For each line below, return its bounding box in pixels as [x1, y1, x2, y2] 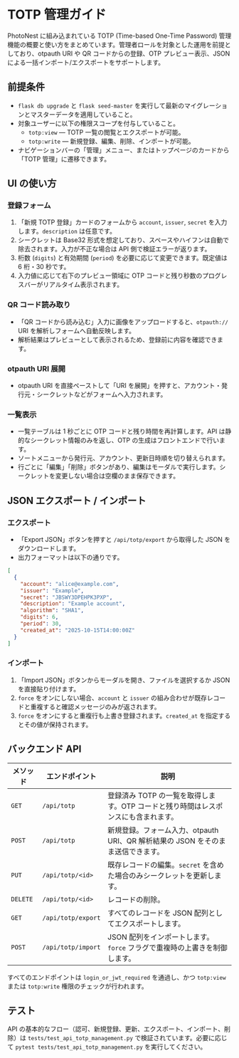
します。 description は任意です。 [17, 227, 116, 236]
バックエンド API [7, 743, 82, 755]
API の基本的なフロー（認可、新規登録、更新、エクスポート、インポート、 [7, 1025, 225, 1033]
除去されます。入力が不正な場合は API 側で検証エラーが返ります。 [17, 245, 211, 253]
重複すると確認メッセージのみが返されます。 [30, 702, 161, 711]
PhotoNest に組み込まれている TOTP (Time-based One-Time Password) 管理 [7, 31, 232, 40]
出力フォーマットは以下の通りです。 [17, 553, 124, 562]
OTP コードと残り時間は [120, 801, 202, 811]
